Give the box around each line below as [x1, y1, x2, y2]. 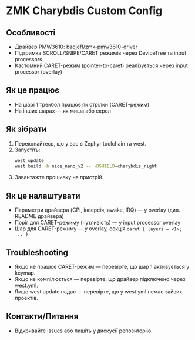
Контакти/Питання [6, 311, 79, 322]
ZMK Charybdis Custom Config [6, 4, 163, 18]
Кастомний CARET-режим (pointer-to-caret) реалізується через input [14, 62, 188, 69]
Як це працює [6, 85, 60, 95]
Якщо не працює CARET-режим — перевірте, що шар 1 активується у [14, 263, 190, 270]
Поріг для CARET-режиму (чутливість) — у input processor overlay [14, 219, 181, 226]
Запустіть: [14, 146, 41, 153]
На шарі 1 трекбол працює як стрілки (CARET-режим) [14, 101, 150, 108]
